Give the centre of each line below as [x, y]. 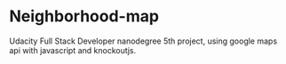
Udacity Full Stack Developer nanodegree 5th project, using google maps [143, 41]
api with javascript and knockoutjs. [72, 50]
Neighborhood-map [84, 16]
